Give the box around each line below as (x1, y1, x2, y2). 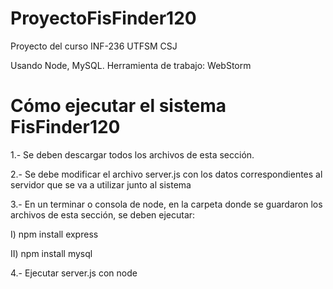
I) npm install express (10, 228, 99, 240)
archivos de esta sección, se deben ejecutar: (10, 208, 196, 221)
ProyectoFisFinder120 (10, 7, 197, 30)
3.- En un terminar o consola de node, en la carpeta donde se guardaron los (10, 198, 323, 210)
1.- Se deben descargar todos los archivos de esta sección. (10, 148, 255, 161)
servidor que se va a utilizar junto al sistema (10, 178, 192, 191)
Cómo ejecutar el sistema (10, 95, 227, 117)
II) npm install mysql (10, 247, 93, 259)
